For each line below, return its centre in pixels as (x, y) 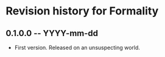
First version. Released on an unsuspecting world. (77, 47)
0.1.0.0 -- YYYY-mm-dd (52, 33)
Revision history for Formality (82, 11)
